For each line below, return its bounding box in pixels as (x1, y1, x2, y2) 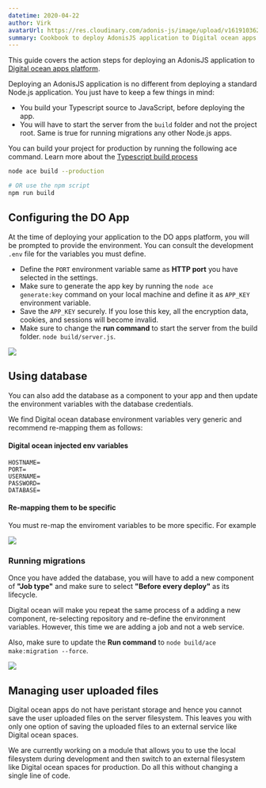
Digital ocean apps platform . (8, 64, 101, 74)
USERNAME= (8, 472, 41, 480)
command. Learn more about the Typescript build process (8, 152, 198, 162)
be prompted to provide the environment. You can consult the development (8, 240, 253, 250)
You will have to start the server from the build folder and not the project (19, 120, 257, 129)
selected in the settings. (19, 273, 98, 282)
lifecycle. (8, 590, 38, 599)
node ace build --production (8, 167, 104, 175)
